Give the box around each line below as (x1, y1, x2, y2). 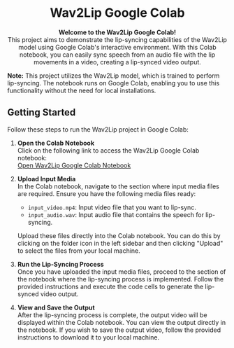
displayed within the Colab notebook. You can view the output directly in (17, 318, 226, 326)
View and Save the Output (17, 303, 96, 312)
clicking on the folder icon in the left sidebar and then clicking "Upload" (17, 239, 224, 247)
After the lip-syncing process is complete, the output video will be (17, 310, 207, 319)
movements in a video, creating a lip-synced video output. (34, 57, 201, 66)
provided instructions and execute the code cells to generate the (17, 282, 204, 291)
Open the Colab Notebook (17, 139, 95, 147)
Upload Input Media (17, 174, 76, 183)
